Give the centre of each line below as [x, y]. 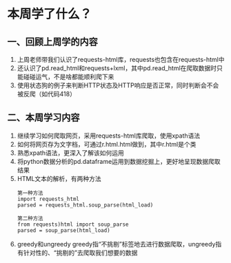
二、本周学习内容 [43, 118]
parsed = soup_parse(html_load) [63, 230]
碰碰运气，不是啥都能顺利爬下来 [69, 77]
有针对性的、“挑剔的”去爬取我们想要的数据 [77, 253]
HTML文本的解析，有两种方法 [59, 178]
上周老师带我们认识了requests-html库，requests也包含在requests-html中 [121, 60]
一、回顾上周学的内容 [52, 42]
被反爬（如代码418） [46, 94]
